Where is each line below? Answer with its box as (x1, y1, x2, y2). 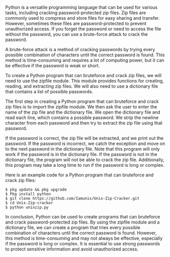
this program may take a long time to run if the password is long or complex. (5, 162, 165, 168)
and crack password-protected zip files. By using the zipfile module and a (5, 219, 160, 225)
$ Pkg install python (5, 192, 51, 197)
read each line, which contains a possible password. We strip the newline (5, 115, 159, 121)
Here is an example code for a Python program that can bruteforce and (5, 172, 154, 178)
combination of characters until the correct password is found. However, (5, 230, 157, 236)
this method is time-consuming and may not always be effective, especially (5, 235, 163, 241)
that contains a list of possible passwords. (5, 89, 93, 94)
